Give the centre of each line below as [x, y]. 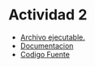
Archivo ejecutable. [52, 37]
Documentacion [47, 45]
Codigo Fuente [45, 54]
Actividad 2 [48, 15]
